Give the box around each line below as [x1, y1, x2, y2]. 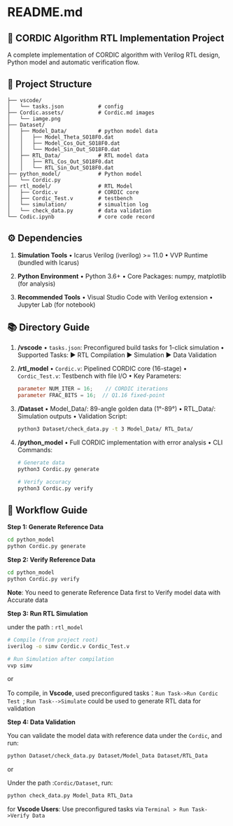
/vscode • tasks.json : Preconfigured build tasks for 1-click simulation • [17, 344, 225, 352]
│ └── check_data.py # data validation [7, 207, 152, 214]
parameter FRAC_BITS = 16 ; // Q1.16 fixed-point [17, 392, 166, 399]
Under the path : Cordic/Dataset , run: [7, 778, 113, 787]
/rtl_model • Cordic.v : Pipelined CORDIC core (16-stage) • [17, 365, 188, 373]
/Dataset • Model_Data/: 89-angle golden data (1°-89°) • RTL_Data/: [17, 405, 216, 413]
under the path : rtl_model [7, 622, 84, 631]
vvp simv [7, 662, 33, 669]
